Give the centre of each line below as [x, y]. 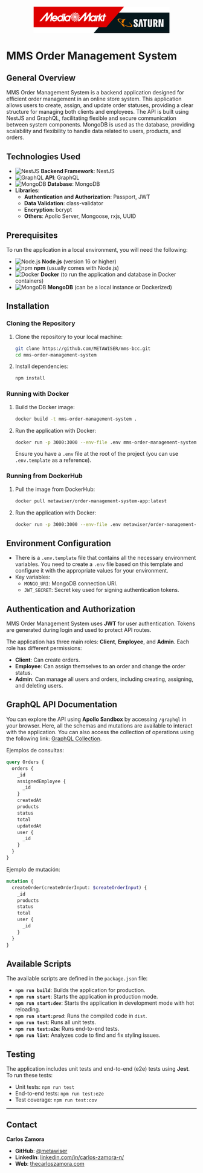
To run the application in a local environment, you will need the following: [97, 250]
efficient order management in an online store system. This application [94, 99]
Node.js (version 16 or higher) [79, 261]
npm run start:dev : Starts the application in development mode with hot [105, 1003]
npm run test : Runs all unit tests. [56, 1022]
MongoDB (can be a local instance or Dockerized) [110, 287]
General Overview [41, 78]
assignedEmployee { [42, 781]
